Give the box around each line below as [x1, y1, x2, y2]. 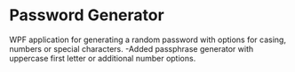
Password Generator [9, 5, 164, 25]
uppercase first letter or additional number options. [9, 53, 196, 63]
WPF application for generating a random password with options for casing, [9, 34, 287, 45]
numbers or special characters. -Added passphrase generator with [9, 43, 254, 54]
